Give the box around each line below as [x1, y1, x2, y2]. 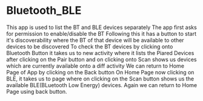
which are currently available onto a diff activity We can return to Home [6, 62, 185, 70]
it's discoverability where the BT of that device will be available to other [6, 36, 184, 44]
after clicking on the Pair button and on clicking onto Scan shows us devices [6, 56, 197, 63]
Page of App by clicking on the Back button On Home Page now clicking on [6, 68, 195, 76]
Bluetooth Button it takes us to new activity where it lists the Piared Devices [6, 49, 195, 56]
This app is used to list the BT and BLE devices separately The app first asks [6, 24, 197, 31]
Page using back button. [6, 88, 68, 95]
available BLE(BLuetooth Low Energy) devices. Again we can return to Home [6, 81, 198, 88]
